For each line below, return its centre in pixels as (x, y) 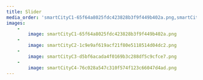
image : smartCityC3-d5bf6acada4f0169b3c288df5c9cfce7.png (102, 57)
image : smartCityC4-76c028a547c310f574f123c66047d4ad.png (102, 68)
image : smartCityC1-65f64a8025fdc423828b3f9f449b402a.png (102, 34)
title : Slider (24, 12)
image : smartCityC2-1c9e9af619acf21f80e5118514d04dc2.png (102, 46)
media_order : (23, 17)
